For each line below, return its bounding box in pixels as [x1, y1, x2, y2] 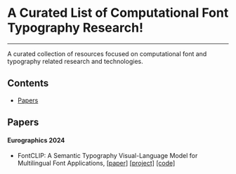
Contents [7, 77, 49, 89]
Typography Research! [7, 20, 144, 36]
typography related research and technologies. [7, 57, 143, 65]
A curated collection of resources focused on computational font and [7, 49, 207, 58]
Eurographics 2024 [7, 135, 65, 145]
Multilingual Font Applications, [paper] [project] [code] [17, 159, 176, 168]
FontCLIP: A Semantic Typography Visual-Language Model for [17, 152, 198, 160]
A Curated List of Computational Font [7, 5, 229, 21]
